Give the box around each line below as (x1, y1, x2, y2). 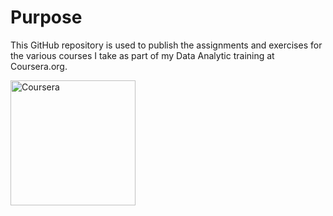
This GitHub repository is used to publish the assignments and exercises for (10, 39, 323, 51)
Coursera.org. (10, 60, 68, 72)
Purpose (10, 6, 83, 29)
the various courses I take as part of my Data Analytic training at (10, 49, 275, 61)
